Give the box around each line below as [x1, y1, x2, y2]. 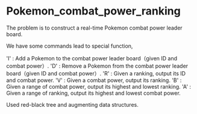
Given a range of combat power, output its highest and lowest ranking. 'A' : [6, 83, 192, 90]
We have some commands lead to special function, [6, 42, 133, 49]
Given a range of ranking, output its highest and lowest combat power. [6, 89, 181, 97]
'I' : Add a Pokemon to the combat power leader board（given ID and [6, 54, 178, 62]
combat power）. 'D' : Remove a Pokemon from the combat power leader [6, 62, 189, 69]
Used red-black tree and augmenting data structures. [6, 101, 139, 108]
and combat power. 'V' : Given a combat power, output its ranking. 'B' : [6, 77, 182, 84]
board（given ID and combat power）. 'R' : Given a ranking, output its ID [6, 69, 186, 77]
